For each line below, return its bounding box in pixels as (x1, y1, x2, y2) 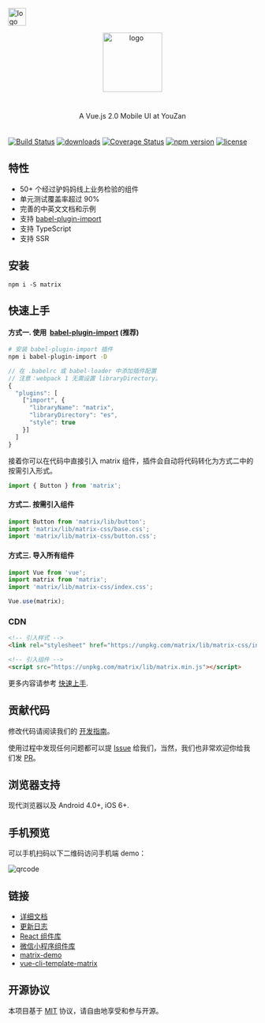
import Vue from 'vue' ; (8, 568, 87, 576)
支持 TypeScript (19, 224, 72, 233)
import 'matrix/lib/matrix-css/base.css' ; (8, 525, 150, 533)
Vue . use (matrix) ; (8, 598, 65, 606)
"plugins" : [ (15, 389, 58, 397)
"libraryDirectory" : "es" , (28, 411, 118, 419)
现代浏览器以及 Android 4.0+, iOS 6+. (8, 801, 130, 810)
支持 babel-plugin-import (19, 213, 102, 223)
